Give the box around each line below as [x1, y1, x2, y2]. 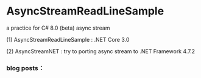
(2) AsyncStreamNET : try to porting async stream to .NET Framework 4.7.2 [6, 47, 196, 55]
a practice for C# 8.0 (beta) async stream [6, 24, 110, 31]
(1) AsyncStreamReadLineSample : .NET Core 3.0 [6, 36, 130, 43]
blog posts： [6, 63, 44, 72]
